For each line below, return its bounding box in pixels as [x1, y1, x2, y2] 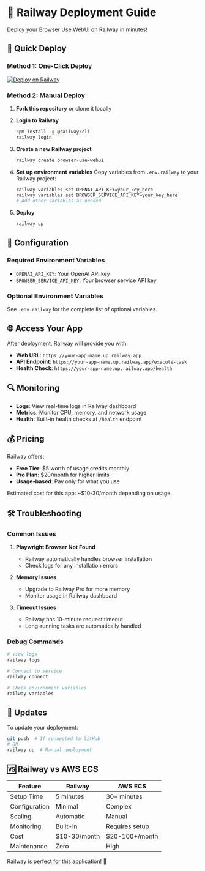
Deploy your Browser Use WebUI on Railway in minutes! [7, 26, 147, 33]
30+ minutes [105, 792, 143, 801]
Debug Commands [7, 637, 64, 646]
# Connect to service [7, 668, 62, 675]
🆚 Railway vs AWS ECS [7, 764, 99, 774]
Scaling [10, 812, 32, 820]
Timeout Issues [15, 604, 57, 611]
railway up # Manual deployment [7, 747, 92, 753]
